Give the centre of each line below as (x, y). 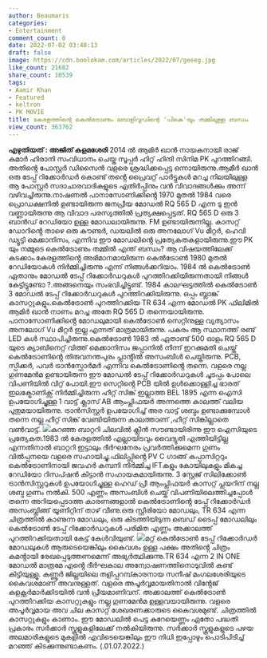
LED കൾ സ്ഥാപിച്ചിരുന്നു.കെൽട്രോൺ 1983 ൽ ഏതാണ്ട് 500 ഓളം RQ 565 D (132, 338)
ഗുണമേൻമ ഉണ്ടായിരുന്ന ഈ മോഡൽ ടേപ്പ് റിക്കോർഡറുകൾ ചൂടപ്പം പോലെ (130, 374)
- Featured (26, 97)
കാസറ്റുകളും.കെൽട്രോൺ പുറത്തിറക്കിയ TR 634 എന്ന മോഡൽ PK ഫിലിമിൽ (133, 302)
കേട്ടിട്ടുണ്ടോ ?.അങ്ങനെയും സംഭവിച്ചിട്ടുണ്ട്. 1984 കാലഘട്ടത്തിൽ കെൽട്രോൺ (133, 284)
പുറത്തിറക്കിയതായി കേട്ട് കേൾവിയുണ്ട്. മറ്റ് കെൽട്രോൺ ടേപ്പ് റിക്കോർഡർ (133, 538)
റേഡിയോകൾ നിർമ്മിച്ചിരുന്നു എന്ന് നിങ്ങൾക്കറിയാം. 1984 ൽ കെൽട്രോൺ (129, 266)
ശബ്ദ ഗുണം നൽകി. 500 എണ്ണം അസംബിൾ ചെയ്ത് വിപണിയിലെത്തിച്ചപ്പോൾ (130, 492)
